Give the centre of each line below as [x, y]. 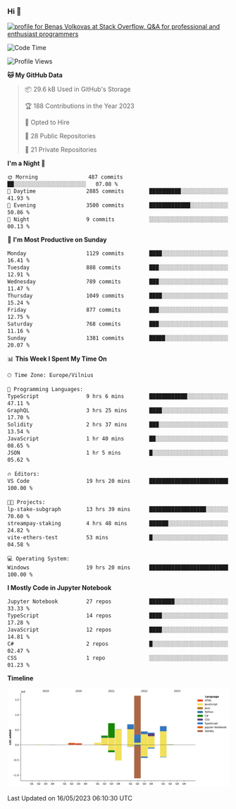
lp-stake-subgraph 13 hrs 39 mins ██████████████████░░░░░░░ [118, 510]
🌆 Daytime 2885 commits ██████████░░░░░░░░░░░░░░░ [118, 191]
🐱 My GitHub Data [35, 75]
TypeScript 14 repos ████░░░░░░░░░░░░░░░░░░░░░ [118, 616]
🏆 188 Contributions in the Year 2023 [80, 106]
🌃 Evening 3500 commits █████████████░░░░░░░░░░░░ [118, 205]
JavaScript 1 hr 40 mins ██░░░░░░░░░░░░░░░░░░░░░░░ [118, 439]
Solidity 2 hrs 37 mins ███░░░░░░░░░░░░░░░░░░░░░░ [118, 425]
